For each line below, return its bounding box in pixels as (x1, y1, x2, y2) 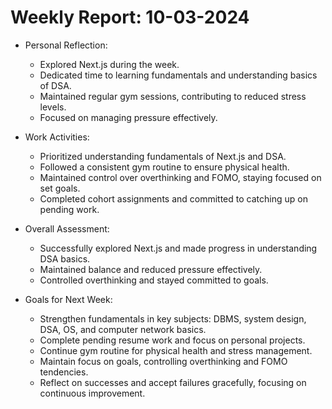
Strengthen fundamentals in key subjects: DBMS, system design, (39, 312, 307, 325)
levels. (39, 101, 67, 113)
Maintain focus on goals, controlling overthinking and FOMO (39, 355, 288, 367)
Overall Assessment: (24, 222, 110, 235)
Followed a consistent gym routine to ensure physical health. (39, 161, 290, 173)
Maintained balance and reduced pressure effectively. (39, 263, 263, 275)
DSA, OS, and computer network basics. (39, 323, 207, 335)
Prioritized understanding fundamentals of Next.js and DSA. (39, 150, 287, 162)
